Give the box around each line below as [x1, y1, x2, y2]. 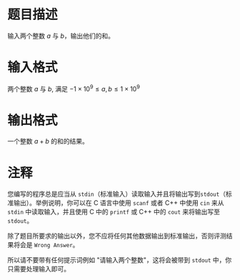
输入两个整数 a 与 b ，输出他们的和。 [7, 31, 114, 40]
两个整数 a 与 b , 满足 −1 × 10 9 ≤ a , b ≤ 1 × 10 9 [7, 83, 141, 93]
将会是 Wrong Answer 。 [13, 241, 79, 249]
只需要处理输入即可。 [7, 265, 70, 274]
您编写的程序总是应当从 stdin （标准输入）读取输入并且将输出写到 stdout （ [7, 190, 226, 199]
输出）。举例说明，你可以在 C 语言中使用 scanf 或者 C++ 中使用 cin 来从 [13, 199, 224, 207]
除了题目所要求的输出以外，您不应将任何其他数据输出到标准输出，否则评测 [7, 231, 226, 240]
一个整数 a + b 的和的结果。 [7, 137, 89, 146]
